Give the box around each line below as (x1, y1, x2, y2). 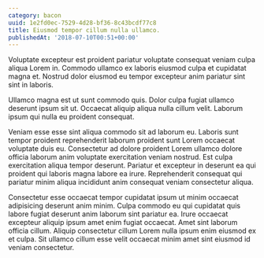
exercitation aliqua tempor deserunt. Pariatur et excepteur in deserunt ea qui (8, 160, 256, 170)
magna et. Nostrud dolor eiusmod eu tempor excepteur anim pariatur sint (8, 72, 246, 81)
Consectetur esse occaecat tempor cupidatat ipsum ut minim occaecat (8, 193, 239, 202)
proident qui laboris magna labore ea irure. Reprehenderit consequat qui (8, 169, 243, 179)
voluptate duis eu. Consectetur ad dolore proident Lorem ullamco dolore (8, 144, 243, 153)
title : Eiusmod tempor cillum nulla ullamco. (8, 26, 160, 34)
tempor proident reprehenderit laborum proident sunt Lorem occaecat (8, 135, 235, 146)
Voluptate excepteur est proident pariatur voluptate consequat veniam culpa (8, 55, 256, 64)
